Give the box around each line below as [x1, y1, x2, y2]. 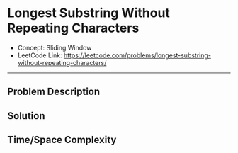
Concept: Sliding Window [17, 43, 92, 52]
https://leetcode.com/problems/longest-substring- [63, 51, 211, 59]
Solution [7, 110, 45, 122]
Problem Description [7, 86, 101, 98]
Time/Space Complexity [7, 134, 117, 146]
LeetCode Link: [17, 51, 62, 59]
